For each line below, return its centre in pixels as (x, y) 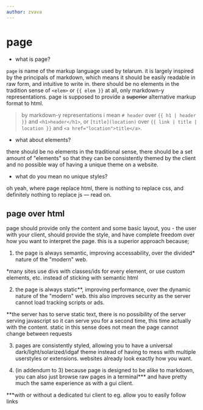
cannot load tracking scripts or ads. (60, 303)
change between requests (39, 334)
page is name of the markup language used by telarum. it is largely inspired (100, 71)
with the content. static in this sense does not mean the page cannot (92, 327)
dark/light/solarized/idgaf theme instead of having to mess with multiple (105, 352)
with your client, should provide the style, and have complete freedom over (101, 235)
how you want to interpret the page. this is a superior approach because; (98, 241)
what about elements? (43, 140)
